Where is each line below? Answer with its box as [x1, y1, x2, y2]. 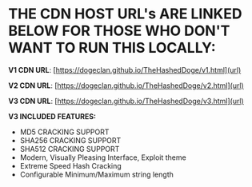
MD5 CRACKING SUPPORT [19, 127, 110, 137]
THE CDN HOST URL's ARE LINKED [8, 5, 242, 23]
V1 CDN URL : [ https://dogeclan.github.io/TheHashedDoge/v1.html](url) [8, 65, 242, 74]
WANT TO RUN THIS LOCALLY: [8, 39, 216, 57]
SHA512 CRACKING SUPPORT [19, 144, 120, 153]
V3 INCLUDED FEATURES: [8, 111, 97, 121]
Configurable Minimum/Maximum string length [19, 169, 174, 179]
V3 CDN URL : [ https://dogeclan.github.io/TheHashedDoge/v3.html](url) [8, 96, 244, 105]
